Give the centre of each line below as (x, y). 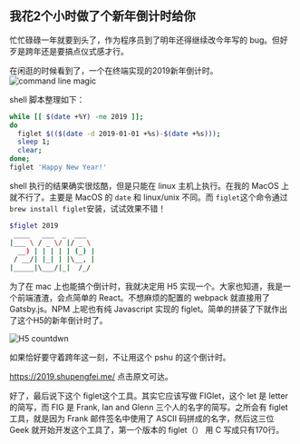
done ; (19, 159)
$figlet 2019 (34, 225)
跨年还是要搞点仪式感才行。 (77, 51)
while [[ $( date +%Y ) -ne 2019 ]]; (77, 116)
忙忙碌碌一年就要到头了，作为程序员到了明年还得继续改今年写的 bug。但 (145, 40)
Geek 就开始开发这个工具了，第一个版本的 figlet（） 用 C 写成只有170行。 (146, 430)
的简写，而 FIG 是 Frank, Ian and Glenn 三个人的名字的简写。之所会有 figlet (149, 408)
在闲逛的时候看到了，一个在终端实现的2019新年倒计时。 (114, 70)
